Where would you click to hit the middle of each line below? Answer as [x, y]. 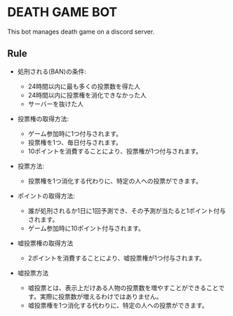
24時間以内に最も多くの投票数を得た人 [84, 86]
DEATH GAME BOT [62, 12]
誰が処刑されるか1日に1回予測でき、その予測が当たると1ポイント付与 [127, 210]
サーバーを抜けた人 [56, 104]
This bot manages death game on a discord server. [81, 32]
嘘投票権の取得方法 [45, 243]
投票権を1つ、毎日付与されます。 [75, 142]
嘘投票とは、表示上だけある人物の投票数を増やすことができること [123, 287]
